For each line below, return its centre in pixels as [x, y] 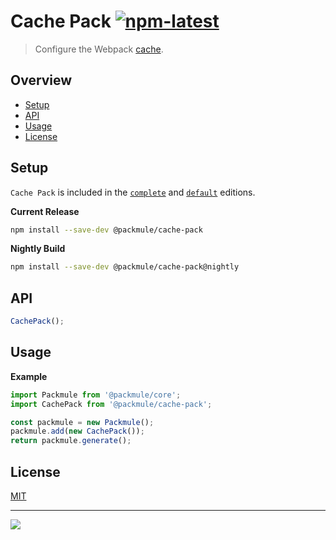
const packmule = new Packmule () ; [82, 422]
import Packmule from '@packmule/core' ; [96, 395]
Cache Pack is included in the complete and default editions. [133, 192]
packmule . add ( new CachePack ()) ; [77, 431]
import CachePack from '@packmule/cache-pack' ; [111, 404]
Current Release [45, 211]
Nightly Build [38, 249]
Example [29, 376]
